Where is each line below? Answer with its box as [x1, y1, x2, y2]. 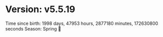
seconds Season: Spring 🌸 [5, 25, 62, 31]
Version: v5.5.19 [5, 4, 75, 15]
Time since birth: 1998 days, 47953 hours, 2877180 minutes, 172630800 [5, 20, 158, 26]
